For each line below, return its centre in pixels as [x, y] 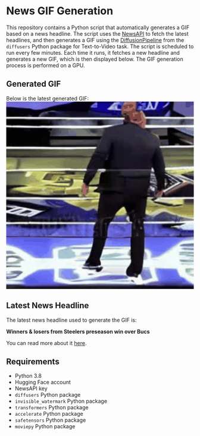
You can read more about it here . [46, 343]
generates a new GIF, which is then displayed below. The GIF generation [95, 59]
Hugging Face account [43, 382]
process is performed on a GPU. [46, 65]
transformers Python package [51, 407]
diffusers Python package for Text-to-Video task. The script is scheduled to [100, 46]
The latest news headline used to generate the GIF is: [71, 320]
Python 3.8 [28, 376]
